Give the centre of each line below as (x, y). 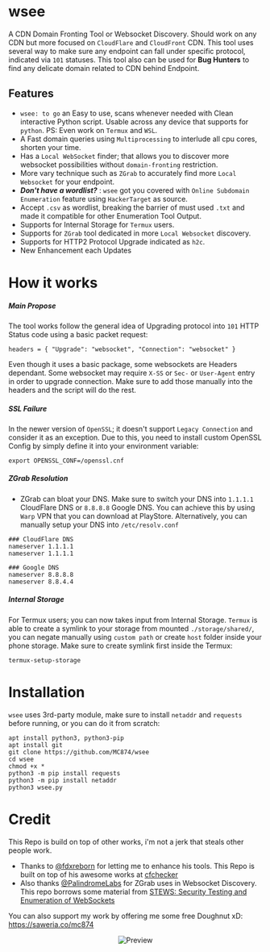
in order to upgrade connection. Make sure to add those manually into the (131, 381)
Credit (29, 819)
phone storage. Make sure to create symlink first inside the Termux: (120, 645)
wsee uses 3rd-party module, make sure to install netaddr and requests (125, 714)
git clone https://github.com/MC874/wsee (79, 752)
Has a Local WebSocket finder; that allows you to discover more (125, 156)
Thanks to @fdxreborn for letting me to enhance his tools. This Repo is (137, 866)
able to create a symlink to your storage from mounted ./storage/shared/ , (131, 628)
